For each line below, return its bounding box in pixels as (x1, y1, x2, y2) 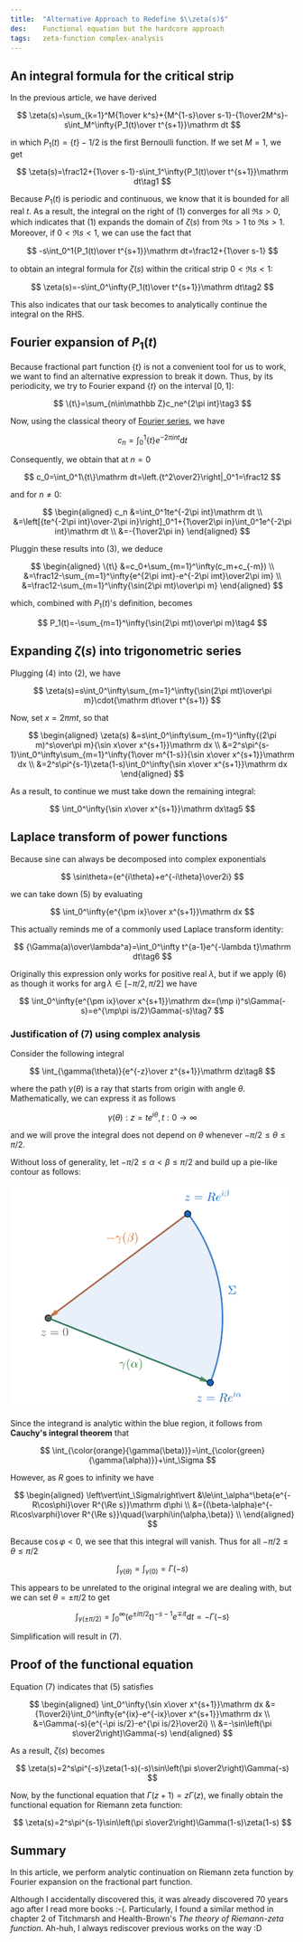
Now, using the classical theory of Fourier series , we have (10, 415, 225, 426)
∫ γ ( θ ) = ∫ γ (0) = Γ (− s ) (116, 1563, 188, 1576)
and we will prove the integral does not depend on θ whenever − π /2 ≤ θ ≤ (10, 1129, 286, 1140)
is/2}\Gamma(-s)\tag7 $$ (130, 1005, 225, 1016)
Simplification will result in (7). (10, 1631, 123, 1642)
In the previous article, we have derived (10, 92, 157, 103)
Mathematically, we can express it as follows (10, 1093, 177, 1104)
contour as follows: (10, 1166, 82, 1177)
